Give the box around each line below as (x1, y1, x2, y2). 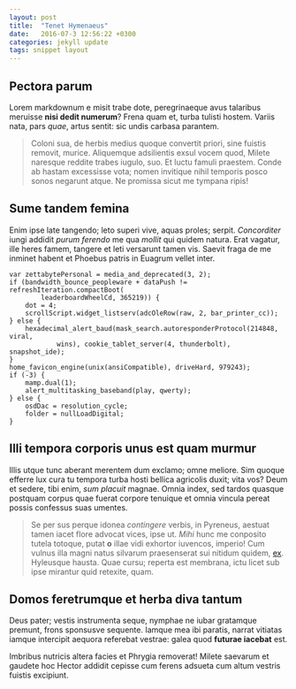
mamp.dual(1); (25, 378, 77, 387)
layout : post (9, 12, 57, 22)
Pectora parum (9, 79, 93, 94)
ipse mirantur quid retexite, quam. (30, 566, 155, 577)
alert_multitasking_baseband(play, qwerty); (25, 386, 192, 394)
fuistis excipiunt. (9, 670, 69, 681)
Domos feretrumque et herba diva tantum (9, 592, 243, 607)
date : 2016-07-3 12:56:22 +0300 (9, 29, 137, 38)
